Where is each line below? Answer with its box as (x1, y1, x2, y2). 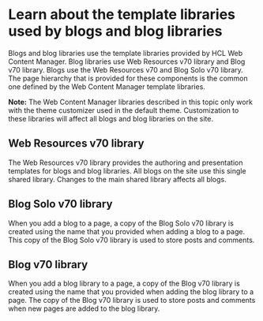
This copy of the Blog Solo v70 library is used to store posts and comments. (8, 235, 255, 244)
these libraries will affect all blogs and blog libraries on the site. (8, 114, 213, 123)
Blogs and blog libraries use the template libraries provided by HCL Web (8, 48, 243, 58)
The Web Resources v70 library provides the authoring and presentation (8, 158, 243, 167)
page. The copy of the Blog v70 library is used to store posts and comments (8, 296, 256, 305)
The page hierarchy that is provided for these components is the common (8, 73, 248, 83)
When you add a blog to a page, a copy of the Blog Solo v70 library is (8, 218, 235, 228)
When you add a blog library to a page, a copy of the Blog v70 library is (8, 278, 241, 289)
